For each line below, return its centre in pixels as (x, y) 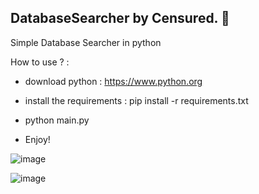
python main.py (57, 120)
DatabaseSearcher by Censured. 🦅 (120, 18)
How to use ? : (40, 62)
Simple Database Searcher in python (86, 42)
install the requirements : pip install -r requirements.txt (136, 100)
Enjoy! (37, 139)
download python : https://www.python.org (113, 81)
